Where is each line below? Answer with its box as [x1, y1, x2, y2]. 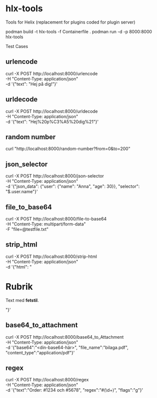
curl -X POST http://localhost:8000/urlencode [5, 71, 98, 76]
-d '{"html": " [5, 264, 32, 270]
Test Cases [5, 43, 28, 49]
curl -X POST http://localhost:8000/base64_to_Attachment [5, 334, 124, 340]
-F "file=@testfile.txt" [5, 226, 49, 232]
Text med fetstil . [5, 297, 39, 303]
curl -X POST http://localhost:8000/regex [5, 377, 89, 383]
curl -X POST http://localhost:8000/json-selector [5, 173, 104, 179]
